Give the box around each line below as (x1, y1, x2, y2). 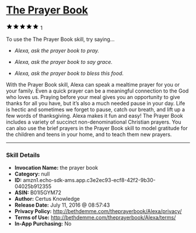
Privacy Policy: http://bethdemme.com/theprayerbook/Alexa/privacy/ (14, 208, 182, 215)
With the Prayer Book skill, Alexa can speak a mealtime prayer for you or (6, 81, 180, 88)
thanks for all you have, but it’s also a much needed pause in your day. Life (6, 100, 185, 107)
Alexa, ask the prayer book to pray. (14, 47, 99, 54)
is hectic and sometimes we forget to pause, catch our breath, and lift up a (6, 106, 185, 113)
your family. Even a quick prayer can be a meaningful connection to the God (6, 87, 189, 94)
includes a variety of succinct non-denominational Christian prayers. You (6, 118, 181, 125)
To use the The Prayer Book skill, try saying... (6, 36, 115, 43)
